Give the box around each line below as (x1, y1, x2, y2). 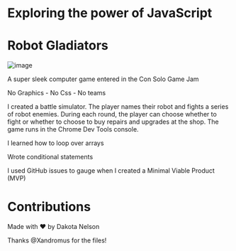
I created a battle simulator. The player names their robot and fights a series (7, 102, 229, 111)
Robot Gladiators (7, 38, 108, 54)
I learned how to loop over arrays (7, 139, 104, 147)
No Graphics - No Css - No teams (7, 89, 106, 97)
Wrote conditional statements (7, 153, 94, 161)
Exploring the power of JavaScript (7, 5, 213, 21)
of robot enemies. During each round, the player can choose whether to (7, 110, 218, 119)
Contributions (7, 199, 91, 215)
